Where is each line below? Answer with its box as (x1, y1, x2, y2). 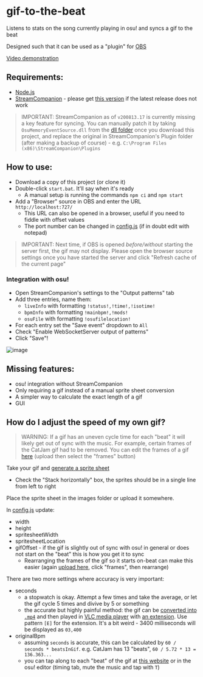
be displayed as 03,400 (24, 626, 82, 633)
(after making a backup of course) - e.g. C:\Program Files (21, 139, 167, 146)
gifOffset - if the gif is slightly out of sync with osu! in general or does (15, 544, 190, 551)
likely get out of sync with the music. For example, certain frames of (21, 440, 192, 447)
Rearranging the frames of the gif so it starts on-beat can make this (24, 557, 193, 564)
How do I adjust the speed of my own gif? (6, 417, 166, 428)
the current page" (21, 260, 66, 268)
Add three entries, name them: (15, 296, 92, 303)
